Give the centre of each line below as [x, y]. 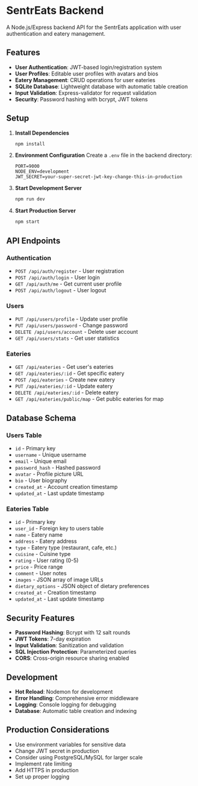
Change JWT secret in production [57, 751]
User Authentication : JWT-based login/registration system [88, 67]
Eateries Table [28, 509]
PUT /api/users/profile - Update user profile [71, 319]
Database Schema [41, 418]
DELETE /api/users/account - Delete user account [76, 332]
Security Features [41, 618]
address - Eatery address [46, 542]
